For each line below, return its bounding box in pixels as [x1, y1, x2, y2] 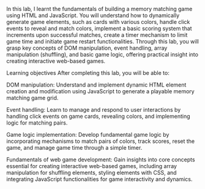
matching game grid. [6, 94, 59, 101]
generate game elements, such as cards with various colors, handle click [6, 18, 190, 25]
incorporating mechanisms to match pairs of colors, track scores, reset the [6, 137, 195, 145]
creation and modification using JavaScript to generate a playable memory [6, 88, 195, 94]
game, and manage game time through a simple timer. [6, 144, 143, 151]
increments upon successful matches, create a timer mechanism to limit [6, 31, 188, 39]
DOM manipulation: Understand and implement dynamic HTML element [6, 81, 187, 88]
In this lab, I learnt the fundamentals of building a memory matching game [6, 6, 193, 12]
